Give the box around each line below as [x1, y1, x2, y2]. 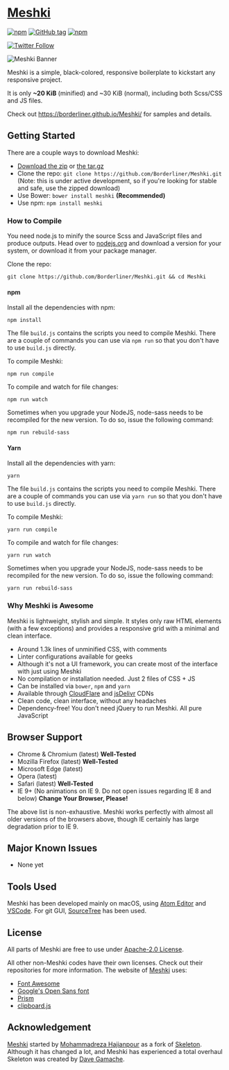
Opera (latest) [17, 772, 58, 780]
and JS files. [7, 96, 43, 105]
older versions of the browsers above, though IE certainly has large [7, 815, 199, 823]
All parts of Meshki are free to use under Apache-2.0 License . [7, 945, 184, 953]
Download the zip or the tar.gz [17, 162, 104, 170]
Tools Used [7, 881, 57, 892]
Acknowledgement [7, 1021, 92, 1033]
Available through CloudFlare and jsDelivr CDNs [17, 689, 154, 697]
